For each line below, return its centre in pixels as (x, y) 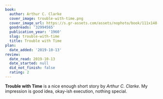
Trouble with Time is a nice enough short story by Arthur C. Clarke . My (76, 86)
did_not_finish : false (32, 68)
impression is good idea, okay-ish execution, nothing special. (66, 91)
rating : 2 (19, 72)
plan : (10, 45)
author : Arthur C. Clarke (36, 14)
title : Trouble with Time (36, 41)
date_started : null (29, 63)
